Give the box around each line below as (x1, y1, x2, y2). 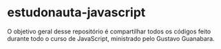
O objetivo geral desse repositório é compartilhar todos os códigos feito (7, 27, 211, 35)
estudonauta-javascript (7, 5, 146, 20)
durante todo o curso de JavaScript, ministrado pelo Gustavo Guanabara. (7, 34, 215, 42)
